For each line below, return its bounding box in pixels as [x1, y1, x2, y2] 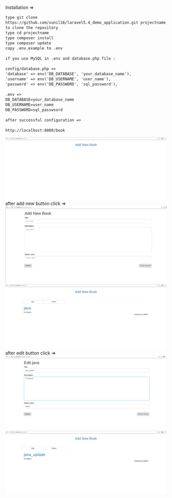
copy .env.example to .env [5, 46, 63, 51]
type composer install [5, 35, 54, 41]
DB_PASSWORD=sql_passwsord [5, 107, 63, 112]
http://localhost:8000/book [5, 128, 66, 133]
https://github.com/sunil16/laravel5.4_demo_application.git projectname [5, 20, 166, 25]
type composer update [5, 41, 52, 46]
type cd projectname [5, 30, 50, 35]
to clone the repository [5, 25, 58, 30]
